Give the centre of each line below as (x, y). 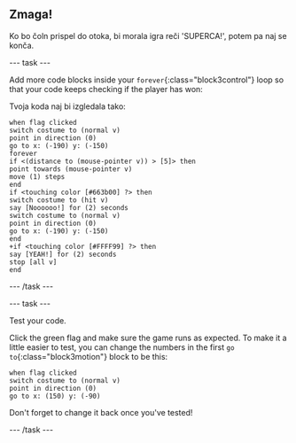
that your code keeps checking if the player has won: (106, 89)
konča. (22, 45)
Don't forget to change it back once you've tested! (101, 412)
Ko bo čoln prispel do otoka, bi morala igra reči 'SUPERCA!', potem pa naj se (148, 35)
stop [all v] (33, 262)
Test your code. (38, 320)
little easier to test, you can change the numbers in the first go (122, 347)
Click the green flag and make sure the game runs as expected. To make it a (148, 338)
